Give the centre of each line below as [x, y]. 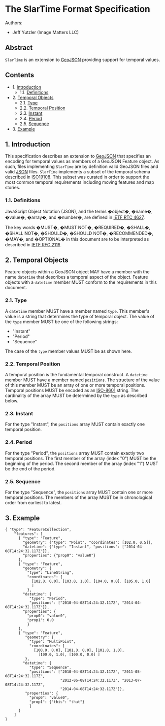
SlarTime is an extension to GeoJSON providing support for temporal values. [82, 60]
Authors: [14, 23]
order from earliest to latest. [33, 502]
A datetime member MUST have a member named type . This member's [77, 311]
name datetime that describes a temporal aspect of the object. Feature [77, 277]
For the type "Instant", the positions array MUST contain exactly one [75, 424]
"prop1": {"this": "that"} [57, 702]
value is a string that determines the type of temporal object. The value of [80, 316]
